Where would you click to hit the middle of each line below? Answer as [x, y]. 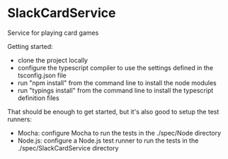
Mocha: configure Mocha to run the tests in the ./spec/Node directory [119, 133]
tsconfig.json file [42, 75]
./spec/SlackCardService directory [68, 148]
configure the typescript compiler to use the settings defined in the [115, 67]
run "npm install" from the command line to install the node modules [117, 82]
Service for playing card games [53, 33]
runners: [19, 119]
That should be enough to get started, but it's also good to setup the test [113, 111]
